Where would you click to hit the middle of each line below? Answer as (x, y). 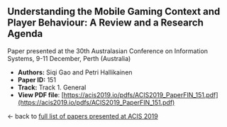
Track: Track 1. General (52, 87)
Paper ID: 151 (37, 79)
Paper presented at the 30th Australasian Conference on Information (107, 51)
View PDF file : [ (40, 94)
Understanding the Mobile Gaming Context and (114, 12)
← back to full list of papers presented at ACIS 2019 (83, 116)
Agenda (25, 34)
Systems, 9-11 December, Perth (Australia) (69, 58)
